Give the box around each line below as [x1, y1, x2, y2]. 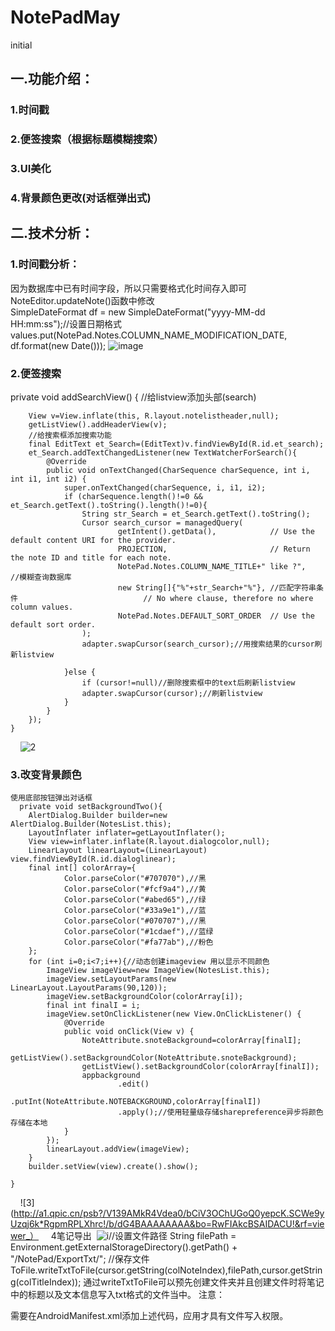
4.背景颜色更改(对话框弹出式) [10, 191, 152, 205]
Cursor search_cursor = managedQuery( [81, 518, 244, 528]
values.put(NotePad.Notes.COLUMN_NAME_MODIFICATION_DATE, [10, 329, 288, 341]
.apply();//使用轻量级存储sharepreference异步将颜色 [117, 1107, 324, 1118]
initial [10, 39, 33, 51]
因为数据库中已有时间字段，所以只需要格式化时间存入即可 [10, 282, 247, 294]
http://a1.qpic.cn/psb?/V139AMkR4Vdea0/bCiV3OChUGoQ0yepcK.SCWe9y [13, 1207, 325, 1220]
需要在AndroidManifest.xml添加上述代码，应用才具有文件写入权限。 [10, 1310, 289, 1322]
